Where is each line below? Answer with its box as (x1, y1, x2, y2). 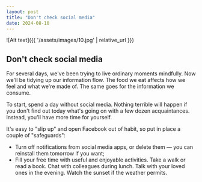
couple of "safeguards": (6, 132, 66, 139)
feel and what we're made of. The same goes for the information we (6, 83, 174, 90)
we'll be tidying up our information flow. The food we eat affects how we (6, 77, 186, 84)
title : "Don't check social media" (6, 14, 96, 20)
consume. (6, 89, 31, 96)
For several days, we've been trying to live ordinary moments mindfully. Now (6, 70, 196, 77)
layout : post (6, 8, 39, 15)
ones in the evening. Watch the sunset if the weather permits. (14, 169, 168, 177)
